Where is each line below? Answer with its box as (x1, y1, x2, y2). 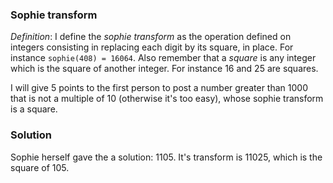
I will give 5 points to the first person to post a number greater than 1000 (10, 82, 308, 94)
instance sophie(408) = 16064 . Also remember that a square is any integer (10, 52, 317, 64)
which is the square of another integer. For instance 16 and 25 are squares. (10, 63, 319, 75)
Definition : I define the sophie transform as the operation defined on (10, 31, 292, 43)
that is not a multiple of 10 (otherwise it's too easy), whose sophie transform (10, 93, 324, 105)
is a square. (10, 103, 58, 115)
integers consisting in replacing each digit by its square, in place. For (10, 41, 294, 53)
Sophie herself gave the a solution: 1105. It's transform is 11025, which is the (10, 151, 323, 163)
